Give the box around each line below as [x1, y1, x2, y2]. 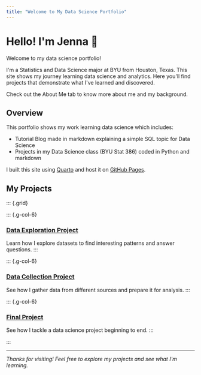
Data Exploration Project [6, 226, 79, 235]
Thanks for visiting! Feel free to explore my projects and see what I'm [6, 355, 178, 363]
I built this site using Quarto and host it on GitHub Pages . [6, 166, 146, 173]
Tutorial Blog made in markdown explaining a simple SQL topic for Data [14, 136, 190, 143]
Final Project [6, 313, 44, 321]
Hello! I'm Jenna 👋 [6, 34, 98, 48]
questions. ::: [6, 246, 38, 253]
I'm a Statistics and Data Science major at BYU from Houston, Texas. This [6, 66, 187, 73]
